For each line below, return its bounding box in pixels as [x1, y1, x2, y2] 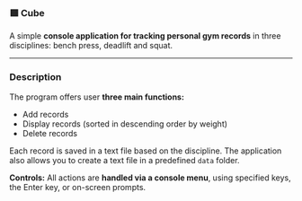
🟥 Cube [9, 6, 45, 19]
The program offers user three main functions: [9, 92, 184, 102]
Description [9, 71, 62, 83]
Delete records [22, 127, 78, 138]
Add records [22, 109, 69, 119]
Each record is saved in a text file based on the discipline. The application [9, 145, 282, 156]
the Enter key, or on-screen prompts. [9, 181, 147, 192]
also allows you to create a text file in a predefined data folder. [9, 154, 240, 165]
